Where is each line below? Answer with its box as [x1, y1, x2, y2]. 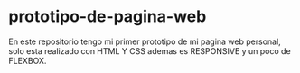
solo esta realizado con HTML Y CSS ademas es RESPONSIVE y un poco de [8, 45, 291, 56]
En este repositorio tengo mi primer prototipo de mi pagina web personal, [8, 36, 281, 47]
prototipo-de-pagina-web [8, 6, 207, 27]
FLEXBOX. [8, 55, 47, 66]
